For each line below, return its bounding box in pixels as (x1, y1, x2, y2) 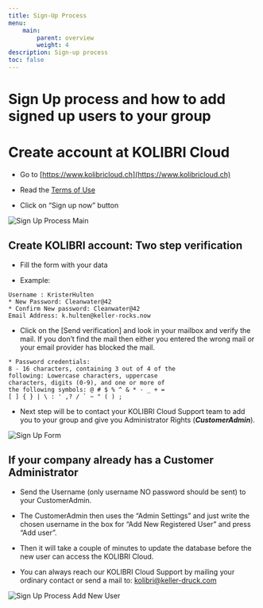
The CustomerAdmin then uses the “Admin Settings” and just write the (19, 510, 250, 521)
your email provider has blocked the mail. (19, 343, 155, 352)
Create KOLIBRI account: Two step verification (8, 239, 243, 253)
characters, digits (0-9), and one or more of (8, 378, 165, 386)
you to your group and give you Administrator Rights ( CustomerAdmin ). (19, 415, 256, 424)
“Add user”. (19, 528, 57, 537)
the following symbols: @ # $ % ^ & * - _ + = (8, 385, 165, 393)
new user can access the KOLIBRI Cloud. (19, 552, 154, 561)
